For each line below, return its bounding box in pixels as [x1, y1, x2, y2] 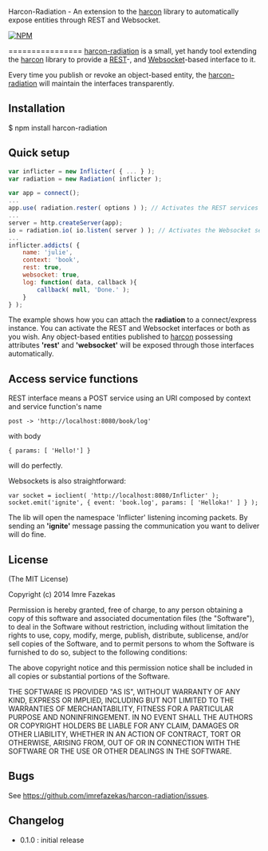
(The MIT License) [8, 575, 69, 583]
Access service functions [8, 372, 139, 386]
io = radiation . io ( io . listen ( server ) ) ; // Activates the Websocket [8, 226, 251, 234]
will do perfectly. [8, 461, 63, 471]
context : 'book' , [22, 256, 81, 264]
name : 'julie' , [22, 249, 73, 256]
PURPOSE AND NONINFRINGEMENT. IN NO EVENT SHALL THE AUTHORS [8, 713, 254, 722]
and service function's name [8, 402, 102, 412]
